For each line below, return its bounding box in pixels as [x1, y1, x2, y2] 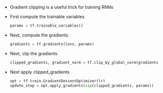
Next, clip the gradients [9, 50, 58, 56]
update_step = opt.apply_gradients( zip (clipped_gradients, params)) [9, 83, 154, 88]
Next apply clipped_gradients [9, 69, 70, 75]
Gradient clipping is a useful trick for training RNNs [9, 4, 114, 10]
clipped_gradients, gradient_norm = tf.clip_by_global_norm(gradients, [9, 60, 161, 65]
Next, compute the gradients [9, 32, 68, 38]
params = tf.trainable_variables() [9, 23, 83, 28]
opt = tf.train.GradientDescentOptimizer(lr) [9, 78, 105, 83]
